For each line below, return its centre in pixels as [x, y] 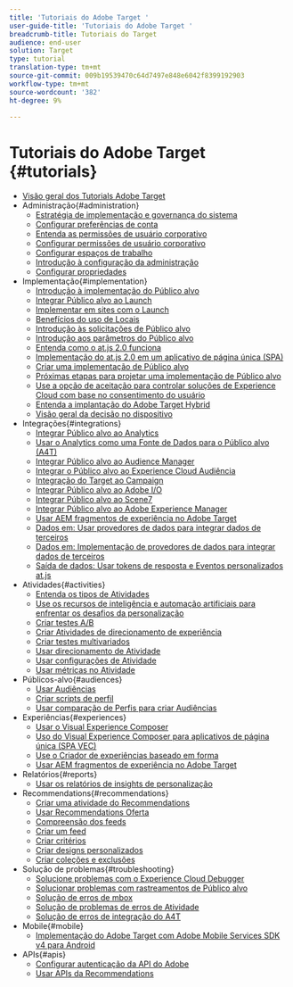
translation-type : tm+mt [55, 68]
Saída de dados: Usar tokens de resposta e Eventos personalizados [159, 566]
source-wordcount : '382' [55, 92]
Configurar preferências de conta [97, 225]
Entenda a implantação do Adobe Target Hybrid [123, 405]
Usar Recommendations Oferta [92, 812]
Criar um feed [61, 832]
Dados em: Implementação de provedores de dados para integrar [155, 547]
